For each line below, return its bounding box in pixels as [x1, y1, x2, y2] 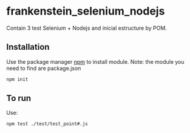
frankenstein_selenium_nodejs [6, 4, 165, 18]
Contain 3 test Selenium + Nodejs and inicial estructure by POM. [6, 24, 167, 32]
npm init [6, 76, 29, 83]
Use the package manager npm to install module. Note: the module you [6, 58, 185, 65]
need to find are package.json [6, 64, 81, 72]
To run [6, 93, 32, 104]
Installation [6, 42, 50, 52]
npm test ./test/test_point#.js [6, 121, 88, 127]
